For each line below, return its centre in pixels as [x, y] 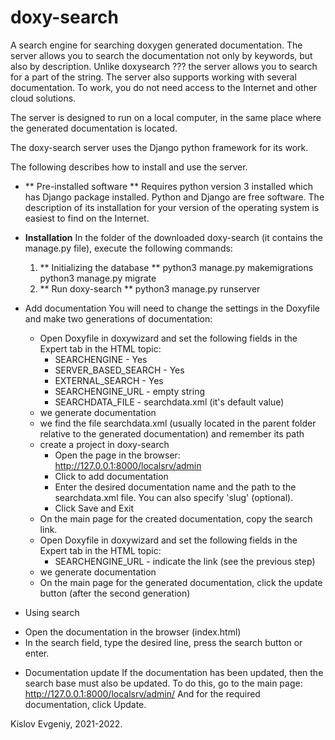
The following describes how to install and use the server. [129, 167]
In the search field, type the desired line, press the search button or [163, 642]
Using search [52, 612]
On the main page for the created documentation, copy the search [176, 518]
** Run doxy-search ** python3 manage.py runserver [150, 288]
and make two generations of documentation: [118, 318]
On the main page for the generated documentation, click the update [181, 582]
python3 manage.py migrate [98, 278]
